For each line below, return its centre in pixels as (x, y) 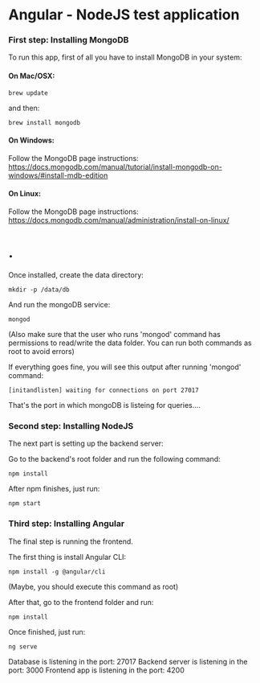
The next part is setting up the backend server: (86, 443)
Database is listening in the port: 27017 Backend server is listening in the (128, 661)
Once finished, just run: (47, 632)
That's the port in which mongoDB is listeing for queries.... (104, 405)
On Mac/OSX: (32, 76)
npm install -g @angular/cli (57, 572)
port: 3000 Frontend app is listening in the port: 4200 (96, 670)
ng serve (23, 646)
